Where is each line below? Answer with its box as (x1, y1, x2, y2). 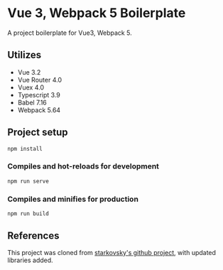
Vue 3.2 (17, 67, 41, 76)
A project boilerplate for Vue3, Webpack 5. (7, 28, 133, 37)
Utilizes (7, 49, 42, 61)
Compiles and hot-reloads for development (7, 161, 160, 171)
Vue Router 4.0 (17, 75, 62, 84)
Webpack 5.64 (17, 105, 61, 114)
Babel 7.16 (17, 98, 48, 107)
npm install (7, 145, 43, 152)
